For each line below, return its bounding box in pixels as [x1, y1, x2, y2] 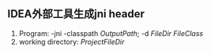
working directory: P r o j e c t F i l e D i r [18, 37, 125, 46]
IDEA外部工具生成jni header [7, 7, 145, 21]
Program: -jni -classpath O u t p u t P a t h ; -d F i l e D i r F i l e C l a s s [18, 28, 203, 38]
